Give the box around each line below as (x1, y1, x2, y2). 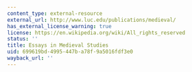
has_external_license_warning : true (7, 23, 112, 29)
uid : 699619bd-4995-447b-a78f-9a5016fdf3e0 (7, 49, 134, 56)
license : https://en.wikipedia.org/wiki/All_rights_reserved (7, 29, 186, 36)
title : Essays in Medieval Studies (7, 42, 109, 49)
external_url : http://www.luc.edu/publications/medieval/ (7, 16, 176, 23)
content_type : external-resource (7, 10, 103, 17)
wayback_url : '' (7, 55, 53, 62)
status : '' (7, 36, 38, 43)
